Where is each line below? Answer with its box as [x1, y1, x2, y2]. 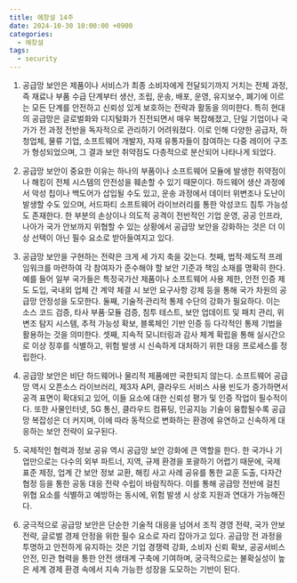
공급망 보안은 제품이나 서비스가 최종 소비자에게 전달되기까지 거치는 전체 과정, [21, 80, 289, 90]
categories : [9, 29, 53, 38]
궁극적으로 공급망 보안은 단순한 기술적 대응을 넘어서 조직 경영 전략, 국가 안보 [21, 520, 286, 530]
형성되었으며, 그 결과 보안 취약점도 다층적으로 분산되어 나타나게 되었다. [31, 147, 277, 157]
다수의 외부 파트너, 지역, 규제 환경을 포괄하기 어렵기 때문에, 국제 [60, 456, 281, 466]
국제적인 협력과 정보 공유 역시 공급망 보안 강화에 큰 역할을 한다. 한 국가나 [21, 445, 274, 455]
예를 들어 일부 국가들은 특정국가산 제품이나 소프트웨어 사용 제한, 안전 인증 [21, 273, 277, 284]
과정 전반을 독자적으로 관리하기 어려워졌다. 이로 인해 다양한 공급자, [48, 125, 278, 134]
